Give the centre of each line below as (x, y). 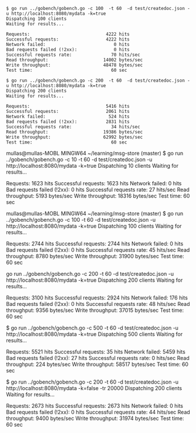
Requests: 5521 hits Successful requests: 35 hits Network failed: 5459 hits (96, 352)
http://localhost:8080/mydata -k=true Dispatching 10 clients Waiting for (92, 166)
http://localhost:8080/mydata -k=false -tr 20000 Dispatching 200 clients (94, 388)
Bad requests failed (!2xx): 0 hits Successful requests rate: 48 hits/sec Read (98, 304)
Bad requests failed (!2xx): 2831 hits (68, 122)
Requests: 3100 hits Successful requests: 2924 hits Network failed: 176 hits (97, 298)
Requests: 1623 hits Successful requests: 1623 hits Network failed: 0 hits (94, 183)
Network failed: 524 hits (68, 116)
